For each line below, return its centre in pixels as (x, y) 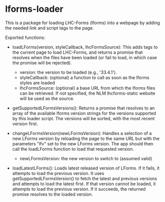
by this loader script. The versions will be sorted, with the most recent (83, 118)
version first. (25, 124)
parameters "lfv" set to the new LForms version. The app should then (83, 143)
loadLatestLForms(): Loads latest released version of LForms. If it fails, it (86, 168)
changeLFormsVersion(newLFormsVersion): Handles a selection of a (82, 133)
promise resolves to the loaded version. (52, 194)
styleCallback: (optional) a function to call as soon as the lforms (84, 77)
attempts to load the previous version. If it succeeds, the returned (79, 189)
